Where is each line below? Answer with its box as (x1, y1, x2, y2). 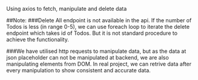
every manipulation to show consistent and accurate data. (6, 67, 151, 74)
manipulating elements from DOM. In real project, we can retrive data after (6, 60, 192, 67)
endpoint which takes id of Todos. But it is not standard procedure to (6, 29, 177, 37)
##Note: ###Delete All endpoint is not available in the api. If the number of (6, 17, 192, 23)
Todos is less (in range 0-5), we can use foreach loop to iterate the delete (6, 23, 190, 30)
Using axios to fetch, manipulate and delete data (6, 5, 127, 12)
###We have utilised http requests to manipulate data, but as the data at (6, 48, 186, 55)
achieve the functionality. (6, 36, 70, 43)
